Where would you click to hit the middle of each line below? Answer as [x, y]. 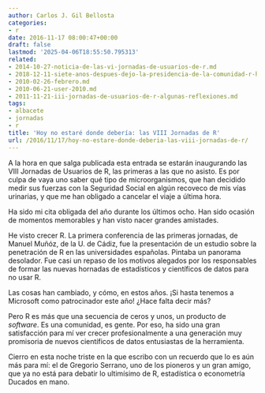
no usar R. [25, 277]
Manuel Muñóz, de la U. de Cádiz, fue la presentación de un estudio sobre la [132, 243]
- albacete [26, 111]
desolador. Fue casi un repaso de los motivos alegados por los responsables [132, 260]
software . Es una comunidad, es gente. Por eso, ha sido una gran [114, 324]
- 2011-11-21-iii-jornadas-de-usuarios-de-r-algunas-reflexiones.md [123, 96]
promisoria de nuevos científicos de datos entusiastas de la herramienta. [126, 341]
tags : [17, 103]
